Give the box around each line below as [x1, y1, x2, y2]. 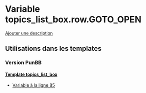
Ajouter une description [5, 30, 53, 36]
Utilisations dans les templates [5, 44, 102, 53]
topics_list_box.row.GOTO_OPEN [5, 14, 142, 25]
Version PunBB [5, 59, 42, 66]
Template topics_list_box [5, 71, 58, 77]
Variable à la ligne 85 [12, 82, 55, 88]
